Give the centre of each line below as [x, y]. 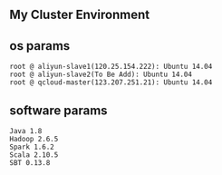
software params [58, 110]
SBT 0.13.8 [30, 163]
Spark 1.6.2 [32, 147]
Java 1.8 [26, 131]
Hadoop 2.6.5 [34, 140]
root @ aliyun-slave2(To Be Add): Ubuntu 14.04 [101, 75]
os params [40, 46]
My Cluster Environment [80, 15]
